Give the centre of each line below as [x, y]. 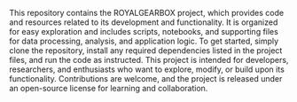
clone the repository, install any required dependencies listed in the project [146, 51]
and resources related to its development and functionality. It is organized [144, 22]
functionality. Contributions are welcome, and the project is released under [146, 78]
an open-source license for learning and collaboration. [109, 88]
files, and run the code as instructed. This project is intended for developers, [149, 60]
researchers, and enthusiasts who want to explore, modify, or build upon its [147, 69]
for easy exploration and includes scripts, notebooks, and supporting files [144, 31]
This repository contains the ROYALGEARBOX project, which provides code [147, 13]
